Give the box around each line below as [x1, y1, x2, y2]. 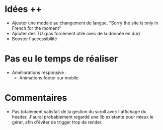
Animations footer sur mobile [19, 74, 79, 80]
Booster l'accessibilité [11, 36, 58, 42]
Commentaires [4, 92, 68, 104]
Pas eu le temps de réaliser [4, 53, 118, 65]
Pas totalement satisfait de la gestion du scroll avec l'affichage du [11, 108, 147, 115]
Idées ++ [4, 3, 42, 15]
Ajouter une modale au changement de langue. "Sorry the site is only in [11, 20, 159, 26]
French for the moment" [11, 25, 62, 31]
